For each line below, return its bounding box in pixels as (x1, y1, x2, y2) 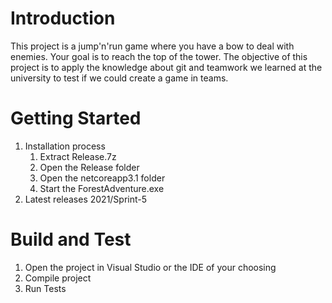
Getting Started (10, 107, 142, 130)
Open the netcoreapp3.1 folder (39, 172, 166, 184)
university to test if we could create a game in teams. (10, 72, 229, 84)
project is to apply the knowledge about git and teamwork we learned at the (10, 61, 323, 73)
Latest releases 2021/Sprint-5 (24, 193, 148, 205)
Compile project (24, 272, 92, 284)
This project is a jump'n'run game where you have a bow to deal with (10, 40, 295, 52)
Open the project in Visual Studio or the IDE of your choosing (24, 261, 277, 273)
